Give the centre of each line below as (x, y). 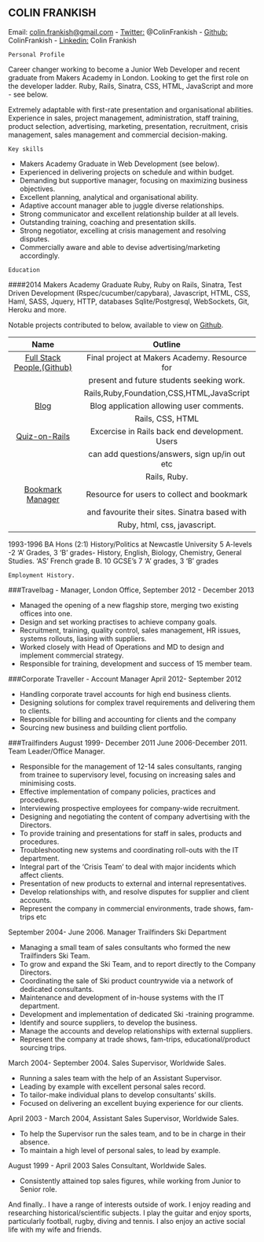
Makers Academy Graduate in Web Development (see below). (119, 164)
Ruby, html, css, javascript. (167, 525)
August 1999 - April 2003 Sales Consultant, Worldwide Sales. (107, 1165)
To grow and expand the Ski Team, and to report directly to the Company (137, 964)
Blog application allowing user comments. (167, 406)
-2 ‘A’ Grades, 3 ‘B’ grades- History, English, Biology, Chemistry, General (125, 552)
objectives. (37, 189)
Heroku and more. (37, 309)
